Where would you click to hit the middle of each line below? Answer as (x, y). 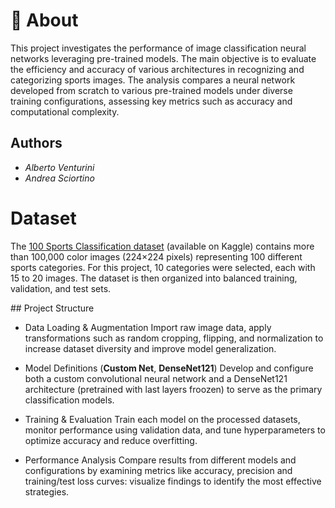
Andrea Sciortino (59, 178)
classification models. (69, 400)
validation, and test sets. (61, 288)
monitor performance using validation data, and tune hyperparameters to (175, 430)
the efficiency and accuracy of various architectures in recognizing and (157, 69)
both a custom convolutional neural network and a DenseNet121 (156, 378)
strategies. (47, 491)
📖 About (44, 20)
